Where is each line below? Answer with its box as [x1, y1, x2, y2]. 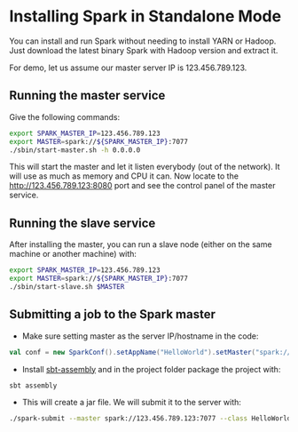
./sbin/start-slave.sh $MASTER [9, 282, 125, 291]
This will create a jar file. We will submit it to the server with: [21, 397, 242, 408]
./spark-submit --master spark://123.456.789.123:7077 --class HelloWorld [9, 414, 292, 423]
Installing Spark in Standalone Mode [9, 6, 282, 27]
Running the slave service [9, 215, 156, 230]
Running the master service [9, 88, 166, 103]
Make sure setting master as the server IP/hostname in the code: [21, 331, 259, 341]
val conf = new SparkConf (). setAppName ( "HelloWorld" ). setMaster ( [9, 348, 255, 356]
